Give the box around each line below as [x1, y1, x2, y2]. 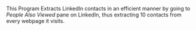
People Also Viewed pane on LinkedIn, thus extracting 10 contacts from [6, 11, 182, 18]
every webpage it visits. [6, 18, 65, 24]
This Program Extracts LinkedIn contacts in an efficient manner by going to [6, 5, 191, 12]
